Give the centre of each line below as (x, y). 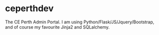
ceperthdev (29, 9)
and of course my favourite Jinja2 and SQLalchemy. (57, 27)
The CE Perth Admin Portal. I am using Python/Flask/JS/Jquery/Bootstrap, (80, 22)
